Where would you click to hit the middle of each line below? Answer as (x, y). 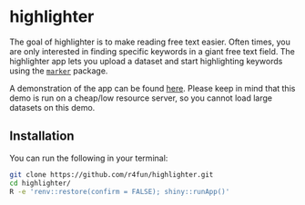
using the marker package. (59, 71)
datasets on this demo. (52, 107)
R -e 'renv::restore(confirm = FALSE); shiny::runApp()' (120, 191)
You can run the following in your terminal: (89, 158)
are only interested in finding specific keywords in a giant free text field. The (152, 51)
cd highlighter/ (40, 183)
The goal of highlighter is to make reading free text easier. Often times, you (150, 42)
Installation (42, 137)
